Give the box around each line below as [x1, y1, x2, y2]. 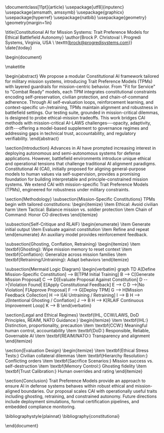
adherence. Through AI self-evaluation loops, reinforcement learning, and [5, 99, 154, 105]
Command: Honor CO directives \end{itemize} [5, 212, 98, 217]
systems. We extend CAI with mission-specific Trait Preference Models [5, 182, 148, 187]
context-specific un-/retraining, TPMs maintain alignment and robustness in [5, 105, 158, 110]
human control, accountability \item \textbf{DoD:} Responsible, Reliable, [5, 328, 150, 333]
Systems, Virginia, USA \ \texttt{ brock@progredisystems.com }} [5, 40, 133, 46]
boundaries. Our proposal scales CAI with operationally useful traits [21, 388, 158, 394]
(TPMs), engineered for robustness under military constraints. [5, 187, 130, 192]
